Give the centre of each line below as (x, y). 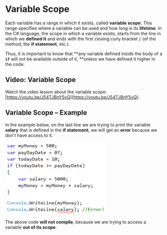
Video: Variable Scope (41, 80)
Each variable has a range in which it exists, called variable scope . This (79, 23)
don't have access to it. (29, 135)
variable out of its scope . (31, 227)
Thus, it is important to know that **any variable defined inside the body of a (84, 54)
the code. (15, 64)
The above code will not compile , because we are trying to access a (76, 222)
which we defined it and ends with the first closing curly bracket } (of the (81, 39)
